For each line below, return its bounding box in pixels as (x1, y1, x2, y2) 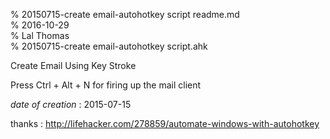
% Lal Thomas (10, 30, 70, 41)
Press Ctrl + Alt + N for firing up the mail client (10, 79, 202, 91)
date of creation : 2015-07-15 (10, 99, 132, 110)
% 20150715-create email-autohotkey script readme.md (10, 9, 240, 20)
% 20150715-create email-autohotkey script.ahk (10, 40, 208, 52)
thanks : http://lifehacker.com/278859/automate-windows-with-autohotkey (10, 118, 320, 129)
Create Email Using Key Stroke (10, 60, 137, 71)
